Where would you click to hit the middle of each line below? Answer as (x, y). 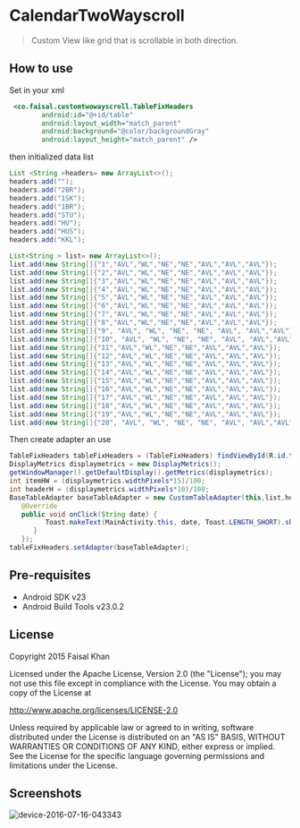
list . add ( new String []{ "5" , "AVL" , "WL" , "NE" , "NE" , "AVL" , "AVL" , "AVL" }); (143, 298)
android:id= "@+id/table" (87, 115)
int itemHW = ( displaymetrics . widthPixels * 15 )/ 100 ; (107, 481)
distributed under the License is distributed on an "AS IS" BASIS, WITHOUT (147, 737)
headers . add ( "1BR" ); (48, 207)
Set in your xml (37, 90)
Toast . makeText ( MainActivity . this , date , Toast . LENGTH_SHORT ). (165, 523)
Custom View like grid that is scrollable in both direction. (134, 40)
